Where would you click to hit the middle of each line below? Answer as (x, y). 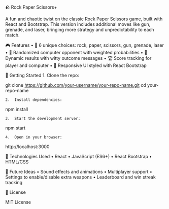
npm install (17, 109)
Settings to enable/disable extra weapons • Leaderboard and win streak (80, 177)
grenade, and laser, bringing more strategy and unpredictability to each (80, 30)
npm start (15, 128)
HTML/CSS (17, 162)
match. (12, 35)
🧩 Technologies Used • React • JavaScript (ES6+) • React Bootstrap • (79, 156)
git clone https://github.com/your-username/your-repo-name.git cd (76, 85)
